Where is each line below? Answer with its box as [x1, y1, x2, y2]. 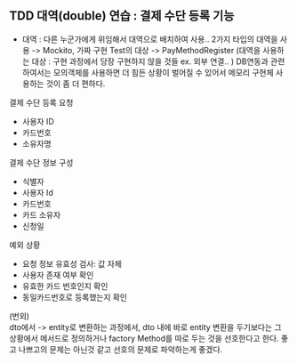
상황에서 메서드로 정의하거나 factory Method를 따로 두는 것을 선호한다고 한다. [9, 333, 279, 343]
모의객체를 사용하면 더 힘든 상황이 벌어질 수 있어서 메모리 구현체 [52, 67, 274, 77]
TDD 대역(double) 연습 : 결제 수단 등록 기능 [9, 8, 235, 24]
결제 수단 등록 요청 [9, 97, 74, 108]
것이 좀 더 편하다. [45, 78, 106, 89]
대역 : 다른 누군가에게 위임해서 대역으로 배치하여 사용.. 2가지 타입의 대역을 [21, 34, 278, 44]
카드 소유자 [21, 209, 61, 220]
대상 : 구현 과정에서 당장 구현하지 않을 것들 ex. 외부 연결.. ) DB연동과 [31, 56, 269, 67]
